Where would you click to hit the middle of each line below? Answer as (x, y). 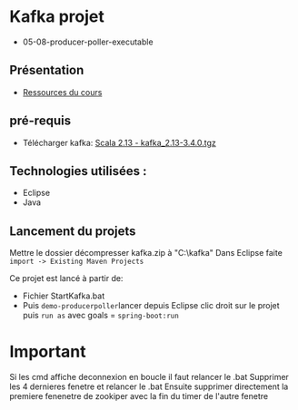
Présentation (47, 70)
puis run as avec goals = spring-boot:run (100, 316)
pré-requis (40, 121)
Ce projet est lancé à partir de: (66, 278)
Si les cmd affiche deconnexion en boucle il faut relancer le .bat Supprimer (149, 377)
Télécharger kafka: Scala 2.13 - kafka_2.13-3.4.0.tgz (119, 142)
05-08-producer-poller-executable (88, 42)
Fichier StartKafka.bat (64, 296)
